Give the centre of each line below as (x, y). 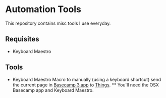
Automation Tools (43, 9)
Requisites (22, 39)
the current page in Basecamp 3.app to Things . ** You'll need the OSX (86, 85)
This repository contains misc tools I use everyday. (58, 23)
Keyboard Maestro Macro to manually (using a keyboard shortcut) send (87, 79)
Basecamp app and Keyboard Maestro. (53, 90)
